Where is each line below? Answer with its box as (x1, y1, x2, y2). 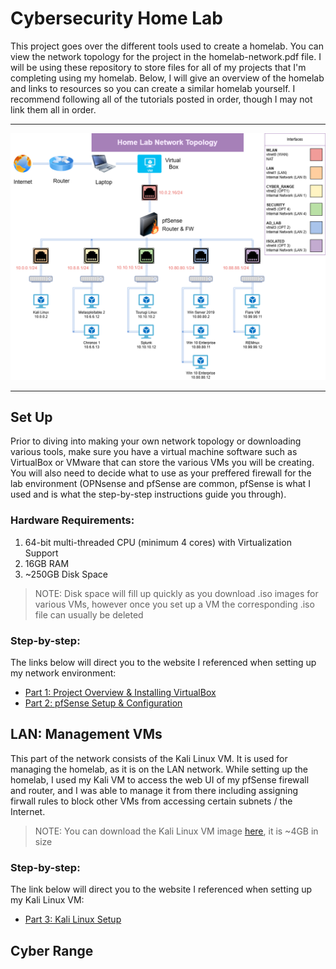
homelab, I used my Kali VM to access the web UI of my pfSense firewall (10, 773, 310, 786)
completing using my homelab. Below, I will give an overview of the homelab (10, 72, 325, 84)
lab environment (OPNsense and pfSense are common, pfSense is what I (10, 478, 311, 490)
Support (24, 547, 59, 559)
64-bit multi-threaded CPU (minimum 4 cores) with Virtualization (24, 536, 292, 548)
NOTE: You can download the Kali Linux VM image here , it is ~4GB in (34, 825, 319, 837)
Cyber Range (10, 942, 94, 959)
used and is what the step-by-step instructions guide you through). (10, 488, 287, 501)
